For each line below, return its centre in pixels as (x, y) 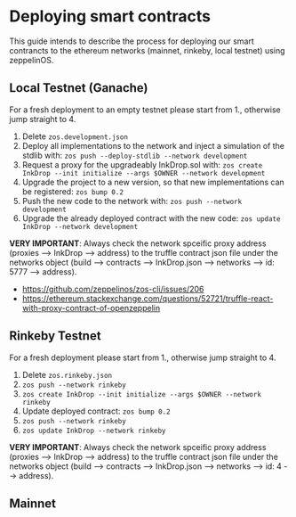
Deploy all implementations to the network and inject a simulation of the (153, 145)
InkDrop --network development (80, 226)
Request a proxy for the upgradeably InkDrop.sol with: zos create (142, 164)
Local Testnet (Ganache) (79, 88)
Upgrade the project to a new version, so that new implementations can (153, 182)
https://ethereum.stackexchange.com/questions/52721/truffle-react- (148, 298)
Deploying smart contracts (110, 16)
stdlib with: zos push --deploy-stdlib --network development (135, 155)
